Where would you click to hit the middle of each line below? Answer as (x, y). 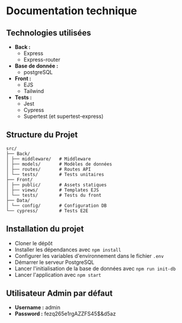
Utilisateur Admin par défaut (59, 294)
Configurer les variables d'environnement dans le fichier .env (89, 255)
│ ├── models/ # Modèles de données (59, 164)
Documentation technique (72, 11)
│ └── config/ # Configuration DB (57, 206)
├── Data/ (18, 200)
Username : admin (38, 308)
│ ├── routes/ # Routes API (49, 169)
